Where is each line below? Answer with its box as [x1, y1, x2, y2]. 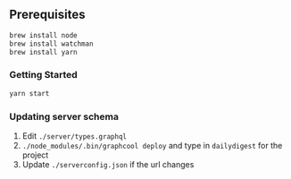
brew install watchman [9, 39, 94, 48]
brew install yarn [9, 47, 78, 56]
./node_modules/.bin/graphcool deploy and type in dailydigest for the [21, 140, 283, 150]
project [21, 149, 49, 160]
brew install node [9, 30, 78, 39]
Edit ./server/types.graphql [21, 130, 128, 141]
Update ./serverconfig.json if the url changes [21, 158, 195, 169]
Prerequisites [9, 7, 86, 22]
